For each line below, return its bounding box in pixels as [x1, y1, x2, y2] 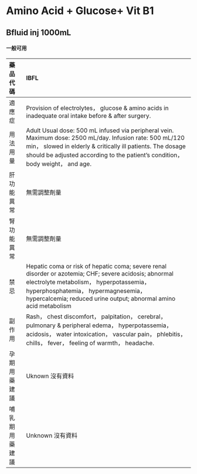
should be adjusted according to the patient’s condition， [26, 151, 184, 159]
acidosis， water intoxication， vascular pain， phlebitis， [26, 330, 186, 338]
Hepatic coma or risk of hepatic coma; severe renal [26, 262, 167, 270]
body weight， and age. [26, 160, 92, 168]
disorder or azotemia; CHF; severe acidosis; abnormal [26, 269, 174, 277]
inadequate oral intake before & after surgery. [26, 112, 151, 120]
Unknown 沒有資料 [26, 431, 78, 439]
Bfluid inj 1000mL [6, 28, 72, 38]
